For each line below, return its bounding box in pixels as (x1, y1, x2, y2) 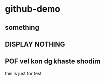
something (5, 23, 40, 32)
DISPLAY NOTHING (5, 40, 65, 48)
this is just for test (5, 70, 42, 76)
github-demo (5, 3, 61, 15)
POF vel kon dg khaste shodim (5, 57, 101, 66)
